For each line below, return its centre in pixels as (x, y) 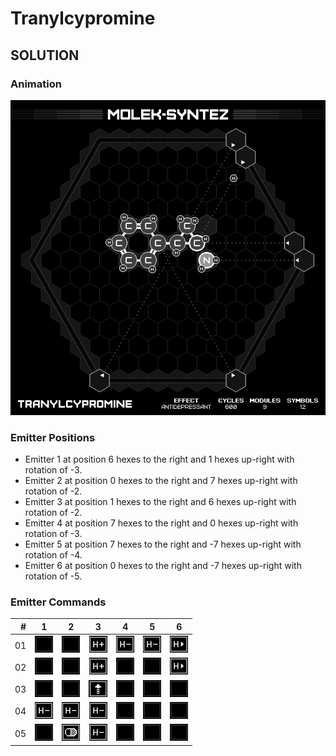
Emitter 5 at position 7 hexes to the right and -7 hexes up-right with (163, 544)
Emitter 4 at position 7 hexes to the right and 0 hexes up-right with (161, 523)
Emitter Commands (58, 602)
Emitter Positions (53, 437)
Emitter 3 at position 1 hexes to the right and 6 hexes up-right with (160, 502)
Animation (36, 84)
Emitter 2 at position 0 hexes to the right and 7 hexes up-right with (161, 481)
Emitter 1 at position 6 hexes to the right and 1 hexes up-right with (159, 459)
